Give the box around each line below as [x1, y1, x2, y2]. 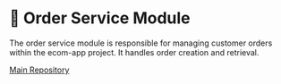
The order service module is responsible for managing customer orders [9, 38, 273, 48]
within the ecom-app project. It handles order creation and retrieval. [9, 46, 260, 57]
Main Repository [9, 64, 70, 75]
